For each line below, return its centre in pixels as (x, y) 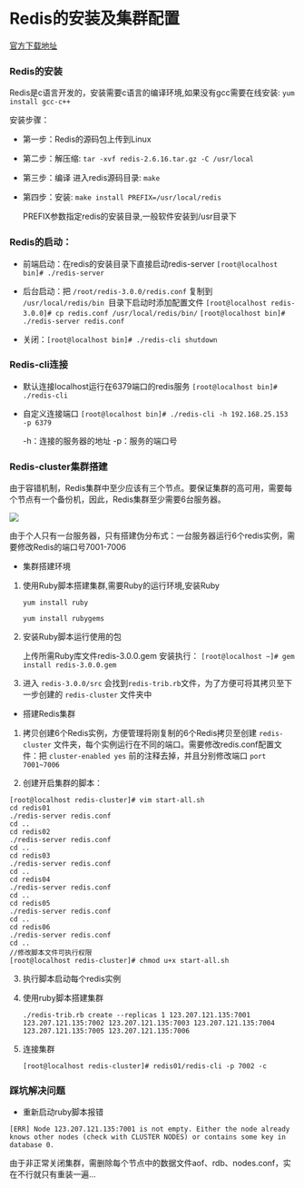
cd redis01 (30, 809)
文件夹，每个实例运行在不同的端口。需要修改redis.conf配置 (164, 744)
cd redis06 (30, 928)
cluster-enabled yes (88, 757)
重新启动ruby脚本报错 (63, 1112)
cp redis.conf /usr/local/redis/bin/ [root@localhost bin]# (171, 313)
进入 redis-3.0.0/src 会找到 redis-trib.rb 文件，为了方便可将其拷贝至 (153, 683)
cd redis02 (30, 832)
